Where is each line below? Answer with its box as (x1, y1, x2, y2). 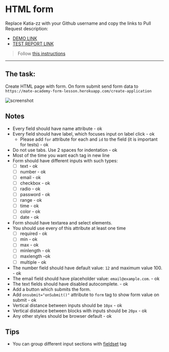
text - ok (20, 163, 38, 169)
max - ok (20, 242, 39, 248)
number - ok (20, 168, 46, 174)
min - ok (20, 236, 38, 243)
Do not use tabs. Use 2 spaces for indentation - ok (12, 147, 118, 153)
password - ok (20, 191, 50, 197)
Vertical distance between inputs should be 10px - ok (12, 302, 122, 308)
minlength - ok (20, 248, 51, 254)
